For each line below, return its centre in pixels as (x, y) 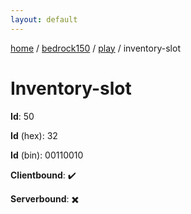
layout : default (44, 19)
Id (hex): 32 (34, 135)
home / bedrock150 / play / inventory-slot (95, 48)
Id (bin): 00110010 (47, 155)
